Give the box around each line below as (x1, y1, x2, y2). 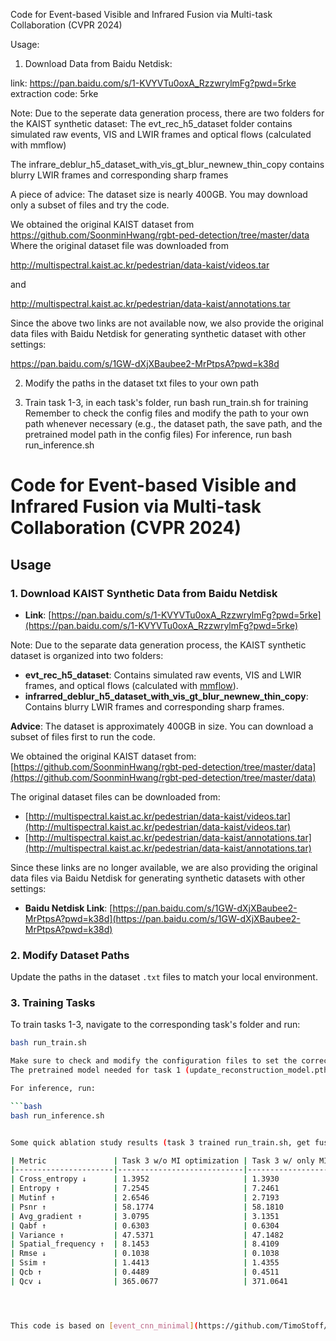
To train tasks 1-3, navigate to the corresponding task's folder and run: (10, 1019, 301, 1031)
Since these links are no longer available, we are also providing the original (10, 861, 318, 873)
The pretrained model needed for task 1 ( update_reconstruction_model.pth (10, 1065, 329, 1076)
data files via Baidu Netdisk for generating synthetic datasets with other (10, 872, 306, 884)
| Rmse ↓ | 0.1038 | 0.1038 (10, 1249, 280, 1259)
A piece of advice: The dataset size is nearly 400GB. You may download (10, 189, 308, 200)
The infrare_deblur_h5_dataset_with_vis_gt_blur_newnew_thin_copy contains (10, 159, 325, 170)
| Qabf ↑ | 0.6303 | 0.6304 (10, 1220, 280, 1231)
